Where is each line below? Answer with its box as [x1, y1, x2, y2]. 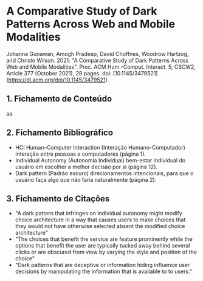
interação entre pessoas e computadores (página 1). [15, 150, 146, 158]
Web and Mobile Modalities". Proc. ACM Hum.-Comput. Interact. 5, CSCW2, [6, 63, 196, 71]
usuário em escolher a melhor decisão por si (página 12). [15, 163, 158, 170]
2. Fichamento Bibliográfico [6, 128, 114, 138]
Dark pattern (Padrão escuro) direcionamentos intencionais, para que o [15, 169, 194, 177]
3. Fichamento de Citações [6, 193, 110, 204]
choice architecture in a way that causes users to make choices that [15, 216, 186, 223]
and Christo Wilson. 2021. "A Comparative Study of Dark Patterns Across [6, 57, 189, 64]
